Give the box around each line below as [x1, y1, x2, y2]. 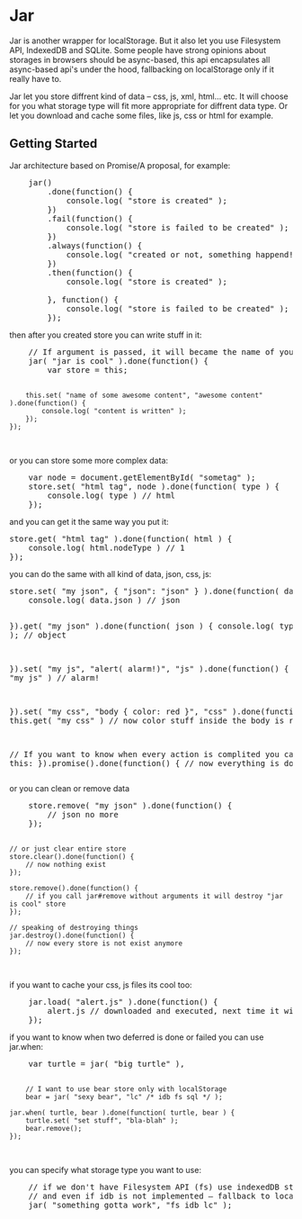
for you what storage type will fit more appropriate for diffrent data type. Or [9, 100, 289, 111]
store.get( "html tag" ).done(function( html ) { [9, 533, 233, 544]
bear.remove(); [25, 1124, 83, 1133]
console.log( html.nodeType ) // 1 [28, 542, 185, 553]
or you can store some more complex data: [9, 455, 169, 465]
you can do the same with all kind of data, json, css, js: [9, 568, 212, 579]
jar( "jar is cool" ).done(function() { [28, 356, 209, 366]
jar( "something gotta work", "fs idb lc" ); [28, 1199, 233, 1210]
